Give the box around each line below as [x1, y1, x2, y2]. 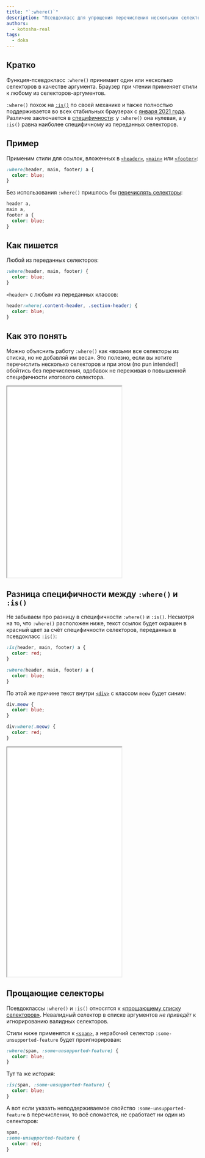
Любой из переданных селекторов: [6, 256, 99, 264]
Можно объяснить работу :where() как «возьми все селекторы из [6, 347, 179, 355]
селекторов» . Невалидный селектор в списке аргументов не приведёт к [6, 1011, 196, 1019]
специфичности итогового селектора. [6, 373, 105, 380]
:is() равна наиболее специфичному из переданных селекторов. [6, 121, 179, 128]
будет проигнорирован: [59, 1036, 121, 1043]
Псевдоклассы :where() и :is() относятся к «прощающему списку [6, 1004, 181, 1012]
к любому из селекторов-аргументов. [6, 89, 106, 97]
